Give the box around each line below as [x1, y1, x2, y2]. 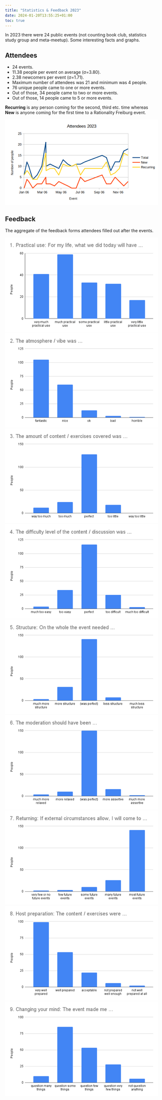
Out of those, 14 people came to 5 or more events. [12, 95, 113, 101]
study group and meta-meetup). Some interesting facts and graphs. [5, 37, 141, 43]
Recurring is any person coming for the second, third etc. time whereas [5, 104, 148, 110]
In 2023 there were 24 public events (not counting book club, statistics [5, 32, 147, 38]
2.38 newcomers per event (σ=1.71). [12, 74, 84, 80]
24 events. [12, 64, 33, 70]
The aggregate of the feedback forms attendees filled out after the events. [5, 228, 154, 234]
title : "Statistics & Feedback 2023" [5, 8, 81, 13]
